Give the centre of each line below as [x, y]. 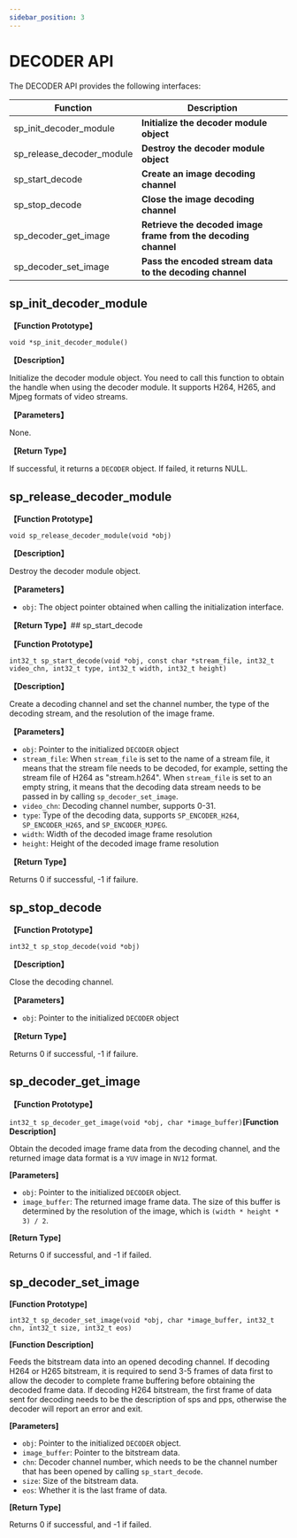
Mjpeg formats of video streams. [69, 397]
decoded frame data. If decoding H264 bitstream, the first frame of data [141, 1390]
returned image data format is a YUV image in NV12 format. [114, 1158]
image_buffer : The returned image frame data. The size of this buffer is [151, 1201]
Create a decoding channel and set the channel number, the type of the [139, 704]
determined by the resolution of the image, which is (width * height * [150, 1211]
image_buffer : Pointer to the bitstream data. [101, 1452]
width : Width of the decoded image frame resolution [117, 835]
